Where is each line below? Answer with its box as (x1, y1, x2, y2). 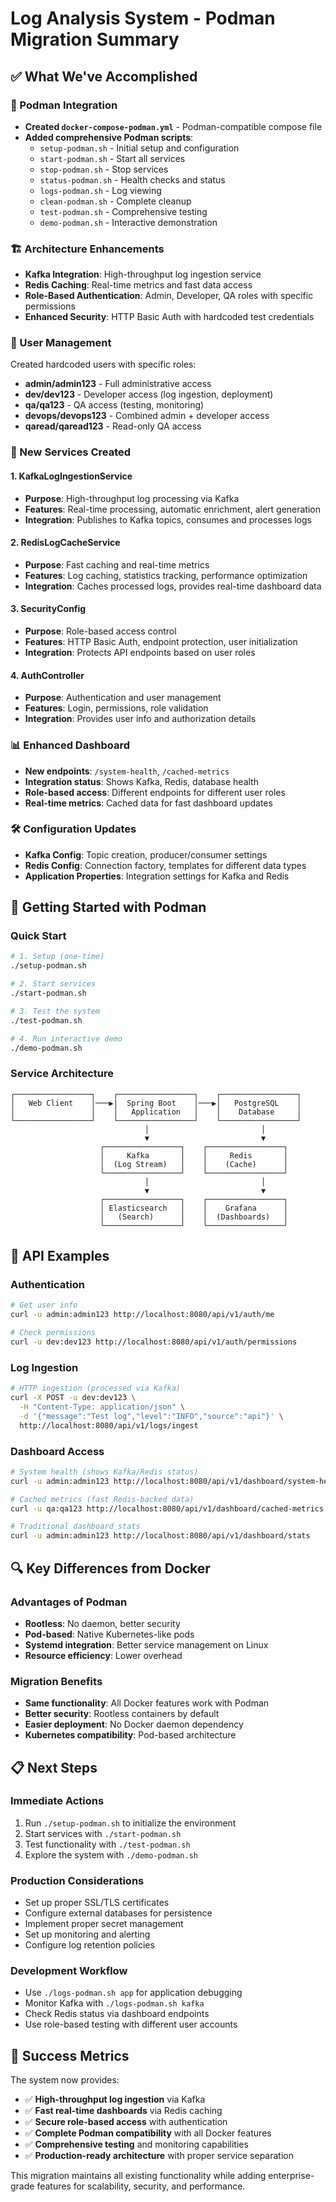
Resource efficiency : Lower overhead (24, 1649, 183, 1661)
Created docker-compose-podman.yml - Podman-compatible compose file (24, 120, 323, 132)
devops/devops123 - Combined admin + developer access (24, 410, 270, 422)
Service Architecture (10, 1067, 114, 1081)
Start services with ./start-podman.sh (24, 1827, 182, 1839)
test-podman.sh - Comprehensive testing (39, 205, 208, 217)
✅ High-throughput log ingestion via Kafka (24, 2093, 206, 2106)
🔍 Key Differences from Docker (10, 1560, 211, 1577)
